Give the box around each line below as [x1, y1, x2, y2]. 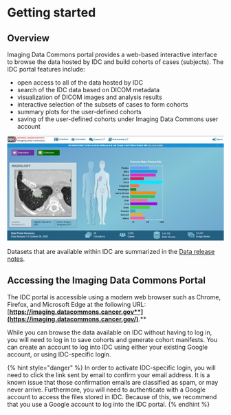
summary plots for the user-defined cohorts [16, 108, 142, 116]
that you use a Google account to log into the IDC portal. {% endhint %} [7, 400, 210, 408]
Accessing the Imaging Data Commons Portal [7, 275, 206, 286]
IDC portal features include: [7, 65, 85, 73]
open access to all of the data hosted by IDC [16, 78, 143, 87]
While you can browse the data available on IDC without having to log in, [7, 328, 212, 337]
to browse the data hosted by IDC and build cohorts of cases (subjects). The [7, 58, 224, 66]
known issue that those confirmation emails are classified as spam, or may [7, 378, 219, 386]
